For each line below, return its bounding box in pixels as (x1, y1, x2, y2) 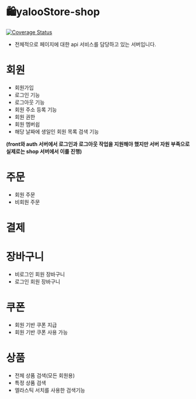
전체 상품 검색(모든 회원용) (14, 371, 75, 379)
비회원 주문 (14, 198, 40, 205)
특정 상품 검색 (14, 379, 46, 386)
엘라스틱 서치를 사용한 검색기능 (14, 386, 85, 394)
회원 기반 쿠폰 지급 (14, 321, 57, 328)
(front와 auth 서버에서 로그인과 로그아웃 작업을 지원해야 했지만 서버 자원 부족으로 (6, 140, 190, 147)
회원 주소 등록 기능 (14, 106, 57, 113)
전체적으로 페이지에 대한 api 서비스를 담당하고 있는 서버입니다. (14, 40, 157, 48)
